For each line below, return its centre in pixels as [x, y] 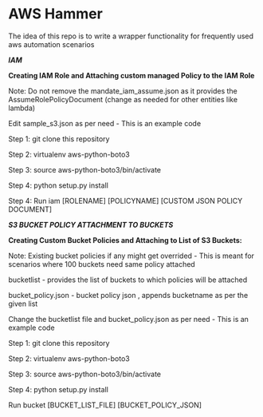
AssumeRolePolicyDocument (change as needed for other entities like [123, 99]
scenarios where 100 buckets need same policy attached [102, 264]
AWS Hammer [56, 14]
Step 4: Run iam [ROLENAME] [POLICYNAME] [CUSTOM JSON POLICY [126, 201]
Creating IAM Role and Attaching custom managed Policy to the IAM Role [131, 75]
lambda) [22, 108]
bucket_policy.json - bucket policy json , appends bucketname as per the [128, 295]
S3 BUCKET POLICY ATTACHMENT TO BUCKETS [91, 224]
